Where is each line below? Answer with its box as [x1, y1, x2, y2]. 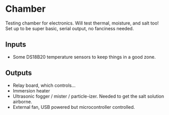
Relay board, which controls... [12, 82, 76, 88]
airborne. [12, 98, 32, 105]
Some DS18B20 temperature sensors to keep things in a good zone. [12, 54, 156, 60]
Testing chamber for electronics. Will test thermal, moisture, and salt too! [5, 20, 159, 26]
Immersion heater [12, 87, 50, 94]
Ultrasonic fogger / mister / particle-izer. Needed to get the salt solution [12, 93, 164, 99]
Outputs [5, 68, 32, 77]
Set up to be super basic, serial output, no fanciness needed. [5, 25, 134, 31]
